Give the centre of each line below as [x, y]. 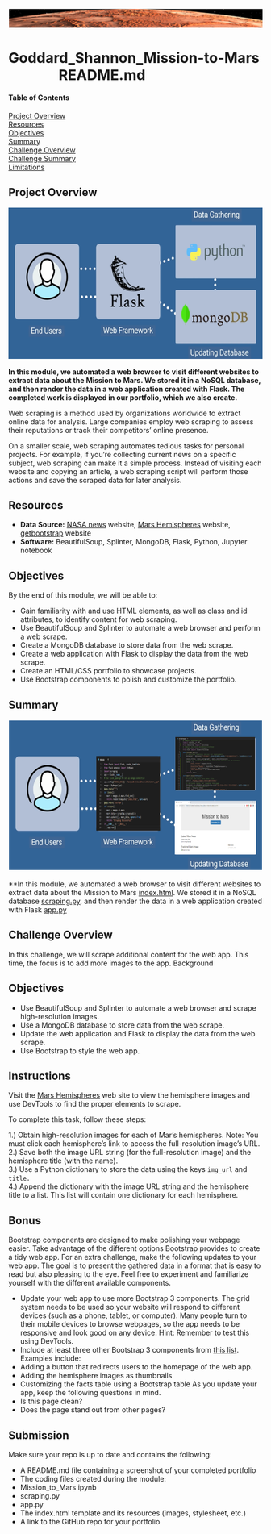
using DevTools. [47, 1341]
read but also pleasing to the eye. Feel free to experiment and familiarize [129, 1274]
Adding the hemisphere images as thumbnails [96, 1376]
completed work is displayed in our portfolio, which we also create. [123, 397]
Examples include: [50, 1358]
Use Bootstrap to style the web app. [80, 1050]
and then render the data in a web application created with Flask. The [127, 389]
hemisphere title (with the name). [63, 1161]
